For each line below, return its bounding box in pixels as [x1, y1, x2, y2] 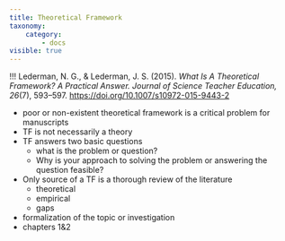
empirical [35, 194, 71, 204]
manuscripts [22, 117, 69, 128]
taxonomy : [9, 22, 47, 30]
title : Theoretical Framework [9, 13, 123, 22]
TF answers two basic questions [22, 136, 143, 147]
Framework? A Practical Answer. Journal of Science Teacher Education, [9, 81, 277, 91]
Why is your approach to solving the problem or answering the [35, 155, 268, 166]
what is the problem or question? [35, 145, 158, 157]
